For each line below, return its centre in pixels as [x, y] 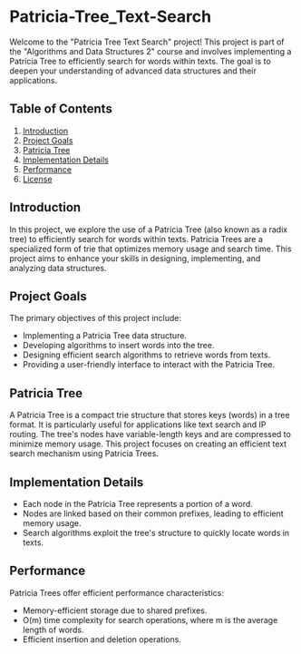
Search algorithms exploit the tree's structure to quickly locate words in [156, 533]
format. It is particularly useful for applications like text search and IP [138, 425]
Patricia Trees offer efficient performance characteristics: [117, 592]
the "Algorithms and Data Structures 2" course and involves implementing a [150, 51]
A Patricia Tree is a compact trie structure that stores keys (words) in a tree [150, 415]
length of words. [53, 630]
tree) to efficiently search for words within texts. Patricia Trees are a [136, 239]
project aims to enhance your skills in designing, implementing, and [135, 258]
